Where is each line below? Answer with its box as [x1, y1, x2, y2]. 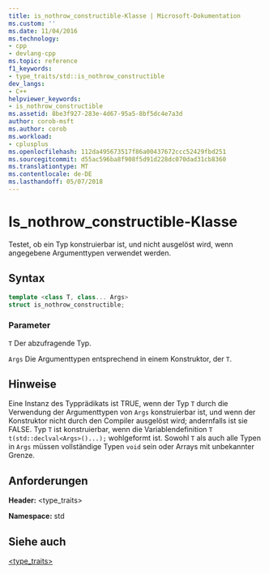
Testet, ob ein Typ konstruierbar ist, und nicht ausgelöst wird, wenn [8, 239, 233, 249]
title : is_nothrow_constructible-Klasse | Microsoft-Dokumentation [8, 11, 241, 20]
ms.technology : [8, 34, 60, 43]
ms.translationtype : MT [8, 163, 89, 171]
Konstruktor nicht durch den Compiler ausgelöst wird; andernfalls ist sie [8, 416, 249, 426]
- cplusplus [8, 139, 49, 148]
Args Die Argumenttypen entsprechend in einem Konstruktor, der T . [8, 353, 233, 363]
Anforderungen [8, 473, 88, 487]
